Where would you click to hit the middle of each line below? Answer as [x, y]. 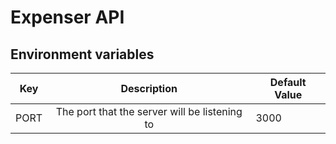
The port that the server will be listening [149, 111]
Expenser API [67, 17]
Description [149, 88]
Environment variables [82, 54]
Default [288, 82]
